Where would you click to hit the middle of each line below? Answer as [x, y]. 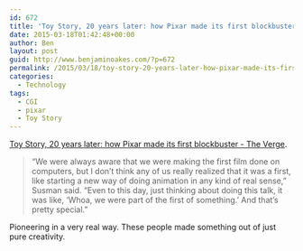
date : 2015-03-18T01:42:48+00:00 [72, 34]
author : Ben [32, 43]
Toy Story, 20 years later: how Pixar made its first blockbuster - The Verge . [148, 144]
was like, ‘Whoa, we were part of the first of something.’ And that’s [155, 200]
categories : [32, 77]
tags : [19, 93]
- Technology [42, 85]
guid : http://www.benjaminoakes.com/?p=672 [92, 60]
